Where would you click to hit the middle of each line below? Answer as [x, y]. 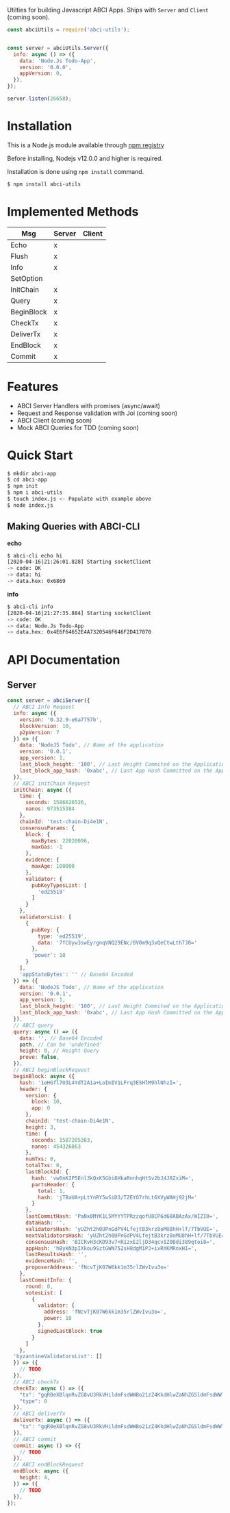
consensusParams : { [47, 828]
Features [33, 387]
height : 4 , [35, 1478]
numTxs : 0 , [41, 1159]
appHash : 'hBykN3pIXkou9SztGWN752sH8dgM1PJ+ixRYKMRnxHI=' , [111, 1248]
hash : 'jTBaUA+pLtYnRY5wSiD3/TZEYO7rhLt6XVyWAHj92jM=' [117, 1197]
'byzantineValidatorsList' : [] [58, 1356]
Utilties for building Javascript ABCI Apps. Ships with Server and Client [108, 10]
